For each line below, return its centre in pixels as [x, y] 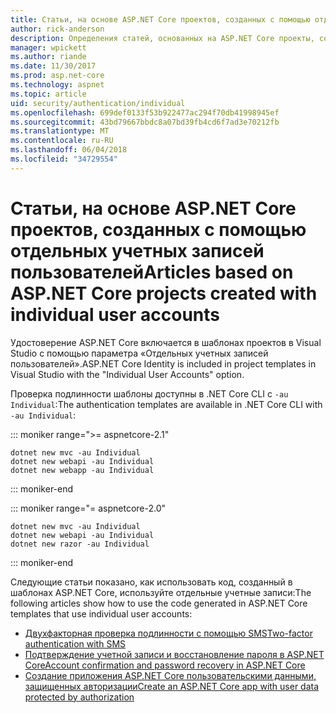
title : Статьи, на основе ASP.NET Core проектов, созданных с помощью [160, 19]
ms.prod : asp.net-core [57, 76]
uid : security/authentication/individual [98, 103]
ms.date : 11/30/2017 [53, 66]
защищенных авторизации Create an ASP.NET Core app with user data [172, 686]
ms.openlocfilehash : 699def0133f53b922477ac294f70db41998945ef [145, 112]
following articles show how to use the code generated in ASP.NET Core [159, 603]
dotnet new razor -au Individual [80, 544]
